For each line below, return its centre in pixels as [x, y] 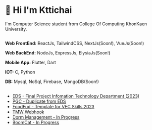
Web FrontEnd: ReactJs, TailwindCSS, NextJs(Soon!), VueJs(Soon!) [75, 43]
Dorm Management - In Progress [46, 117]
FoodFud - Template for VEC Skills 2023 [53, 106]
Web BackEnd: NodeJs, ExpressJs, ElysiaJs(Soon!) [58, 53]
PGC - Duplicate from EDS [39, 101]
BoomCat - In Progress [36, 122]
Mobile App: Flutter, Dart [30, 63]
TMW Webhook [28, 112]
